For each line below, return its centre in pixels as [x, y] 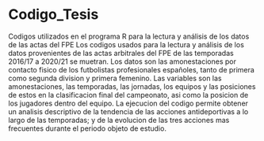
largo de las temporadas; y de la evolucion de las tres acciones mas [119, 120]
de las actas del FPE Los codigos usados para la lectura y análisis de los [126, 44]
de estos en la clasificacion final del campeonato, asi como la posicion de [128, 95]
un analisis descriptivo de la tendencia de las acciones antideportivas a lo [128, 111]
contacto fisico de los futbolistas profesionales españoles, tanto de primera [132, 69]
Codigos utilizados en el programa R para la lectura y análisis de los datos [129, 36]
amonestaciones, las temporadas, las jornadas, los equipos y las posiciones [132, 86]
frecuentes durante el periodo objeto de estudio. [87, 128]
